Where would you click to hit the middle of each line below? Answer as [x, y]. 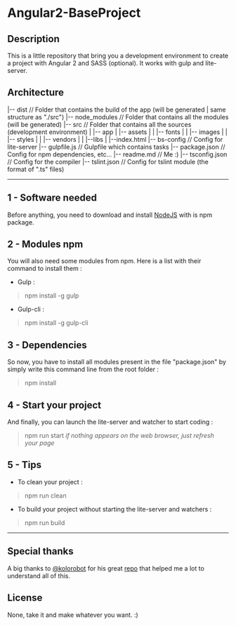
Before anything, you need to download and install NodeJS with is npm [110, 215]
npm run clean [45, 495]
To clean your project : [50, 481]
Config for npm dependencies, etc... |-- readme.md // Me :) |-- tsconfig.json [117, 154]
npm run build [45, 522]
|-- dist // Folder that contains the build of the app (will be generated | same [117, 109]
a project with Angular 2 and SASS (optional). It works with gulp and [106, 63]
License [25, 598]
